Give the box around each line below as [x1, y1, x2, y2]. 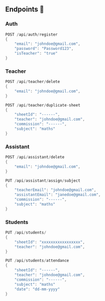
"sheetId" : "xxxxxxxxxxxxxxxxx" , [14, 239, 85, 244]
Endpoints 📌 [5, 5, 45, 14]
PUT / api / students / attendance [5, 258, 69, 263]
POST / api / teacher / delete [5, 79, 60, 85]
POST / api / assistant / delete [5, 155, 65, 160]
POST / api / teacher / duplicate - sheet [5, 102, 81, 107]
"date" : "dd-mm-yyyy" [14, 286, 60, 292]
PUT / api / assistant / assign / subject [5, 178, 81, 183]
